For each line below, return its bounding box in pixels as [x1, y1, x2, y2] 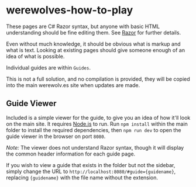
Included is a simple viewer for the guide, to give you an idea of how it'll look [6, 114, 191, 121]
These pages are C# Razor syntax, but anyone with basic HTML [6, 23, 160, 30]
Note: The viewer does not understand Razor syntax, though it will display [6, 144, 184, 151]
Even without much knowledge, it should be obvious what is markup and [6, 40, 181, 47]
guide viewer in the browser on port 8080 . [6, 133, 106, 140]
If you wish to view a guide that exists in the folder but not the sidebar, [6, 161, 176, 168]
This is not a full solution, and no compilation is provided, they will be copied [6, 75, 190, 82]
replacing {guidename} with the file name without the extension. [6, 174, 159, 181]
